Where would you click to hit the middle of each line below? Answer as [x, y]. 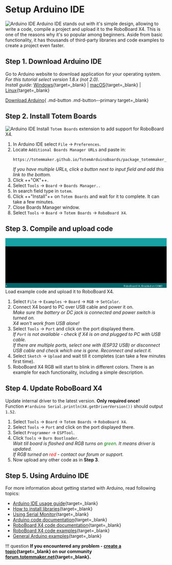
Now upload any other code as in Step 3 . [56, 459]
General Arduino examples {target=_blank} [57, 536]
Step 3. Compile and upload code [59, 228]
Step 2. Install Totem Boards [51, 116]
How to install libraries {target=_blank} [53, 509]
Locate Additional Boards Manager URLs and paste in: [69, 149]
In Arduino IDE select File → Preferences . [57, 144]
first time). [24, 361]
